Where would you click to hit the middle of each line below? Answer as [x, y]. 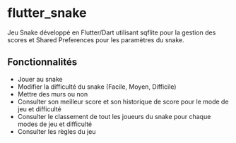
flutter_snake [47, 13]
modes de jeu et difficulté [55, 124]
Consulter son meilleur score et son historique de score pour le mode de [123, 101]
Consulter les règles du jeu [57, 131]
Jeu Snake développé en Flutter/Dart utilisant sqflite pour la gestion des [112, 32]
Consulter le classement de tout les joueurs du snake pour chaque [114, 116]
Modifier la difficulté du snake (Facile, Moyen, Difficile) [97, 87]
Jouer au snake [40, 79]
